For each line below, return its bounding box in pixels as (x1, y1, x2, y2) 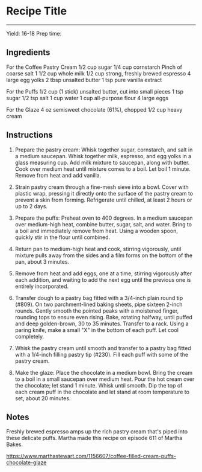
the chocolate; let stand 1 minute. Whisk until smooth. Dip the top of (14, 381, 183, 389)
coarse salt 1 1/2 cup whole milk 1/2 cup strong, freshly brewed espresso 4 (6, 69, 191, 77)
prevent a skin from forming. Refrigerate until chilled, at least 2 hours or (14, 196, 192, 203)
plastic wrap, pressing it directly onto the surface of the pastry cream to (14, 190, 194, 197)
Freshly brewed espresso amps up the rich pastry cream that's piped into (6, 428, 188, 435)
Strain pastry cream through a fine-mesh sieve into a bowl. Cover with (14, 183, 189, 191)
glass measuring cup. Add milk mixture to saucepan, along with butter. (14, 159, 190, 166)
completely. (14, 333, 44, 340)
